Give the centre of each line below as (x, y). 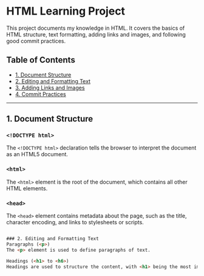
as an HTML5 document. (37, 154)
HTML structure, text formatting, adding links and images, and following (96, 34)
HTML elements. (27, 188)
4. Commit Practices (40, 94)
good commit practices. (36, 41)
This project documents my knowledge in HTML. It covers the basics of (96, 28)
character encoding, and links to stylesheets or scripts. (75, 223)
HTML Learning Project (66, 11)
